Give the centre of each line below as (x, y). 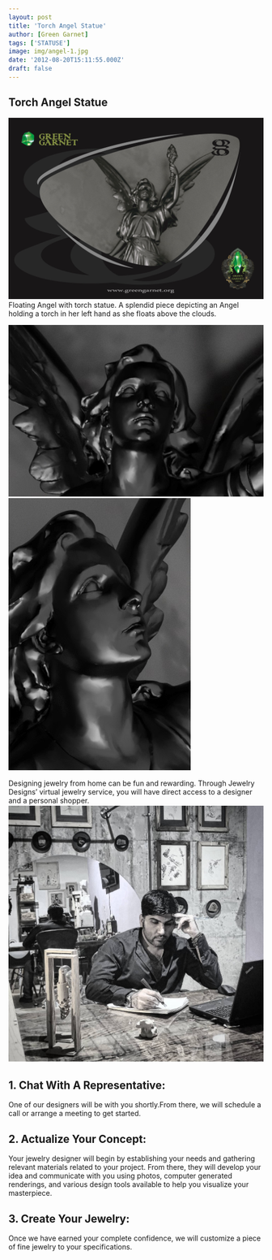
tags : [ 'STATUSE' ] (39, 43)
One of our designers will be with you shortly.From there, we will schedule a (135, 1105)
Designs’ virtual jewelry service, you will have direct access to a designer (130, 792)
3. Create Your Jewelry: (69, 1219)
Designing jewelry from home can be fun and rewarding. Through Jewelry (132, 783)
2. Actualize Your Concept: (78, 1139)
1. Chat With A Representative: (87, 1085)
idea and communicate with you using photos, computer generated (121, 1176)
